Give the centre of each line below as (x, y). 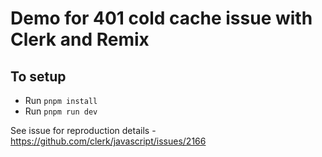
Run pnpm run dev (61, 111)
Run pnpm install (61, 100)
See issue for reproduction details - (83, 130)
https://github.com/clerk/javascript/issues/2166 (108, 141)
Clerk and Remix (80, 39)
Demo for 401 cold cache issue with (161, 18)
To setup (38, 76)
